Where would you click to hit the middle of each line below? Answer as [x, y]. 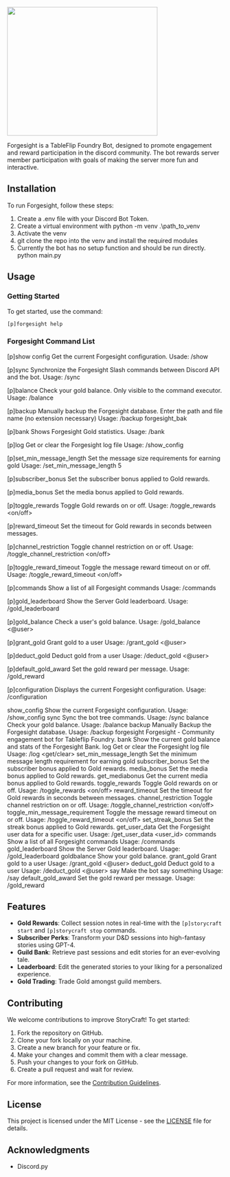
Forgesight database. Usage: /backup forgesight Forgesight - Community [111, 732]
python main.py [39, 255]
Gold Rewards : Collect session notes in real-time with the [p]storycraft [119, 923]
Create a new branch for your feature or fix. [79, 1048]
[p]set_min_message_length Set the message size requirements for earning [114, 458]
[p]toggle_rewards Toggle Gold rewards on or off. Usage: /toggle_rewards [112, 505]
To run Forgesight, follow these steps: [61, 205]
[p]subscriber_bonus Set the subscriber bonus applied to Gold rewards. [108, 479]
